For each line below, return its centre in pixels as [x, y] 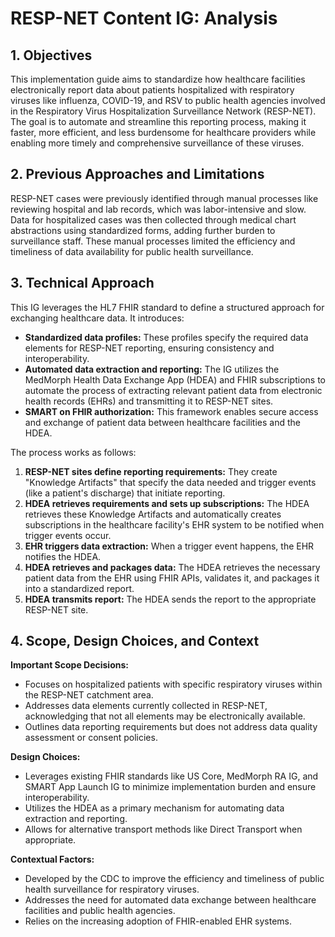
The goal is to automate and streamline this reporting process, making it [158, 121]
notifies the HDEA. [63, 556]
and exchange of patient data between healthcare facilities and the [162, 422]
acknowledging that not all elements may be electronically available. [165, 716]
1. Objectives [51, 55]
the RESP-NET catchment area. [89, 695]
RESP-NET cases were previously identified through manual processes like [164, 198]
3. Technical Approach [82, 283]
